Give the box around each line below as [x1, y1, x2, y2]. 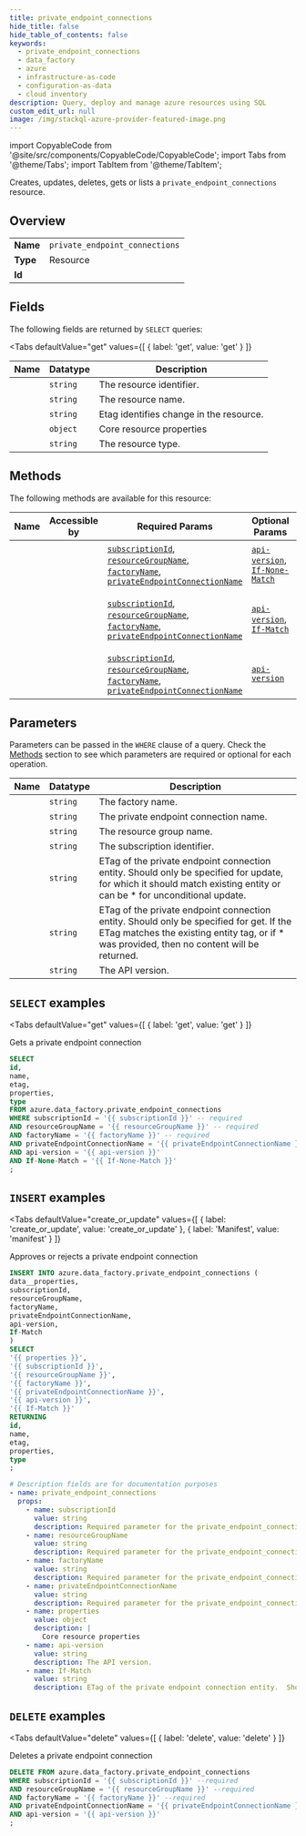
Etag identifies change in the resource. [98, 407, 264, 420]
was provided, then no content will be [98, 938, 260, 951]
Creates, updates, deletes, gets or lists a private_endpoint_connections [9, 177, 278, 188]
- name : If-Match [25, 1666, 92, 1676]
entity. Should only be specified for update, [98, 866, 284, 879]
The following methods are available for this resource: [9, 493, 212, 504]
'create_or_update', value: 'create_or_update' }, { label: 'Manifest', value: [9, 1224, 280, 1235]
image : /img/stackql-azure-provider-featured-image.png [9, 115, 226, 124]
